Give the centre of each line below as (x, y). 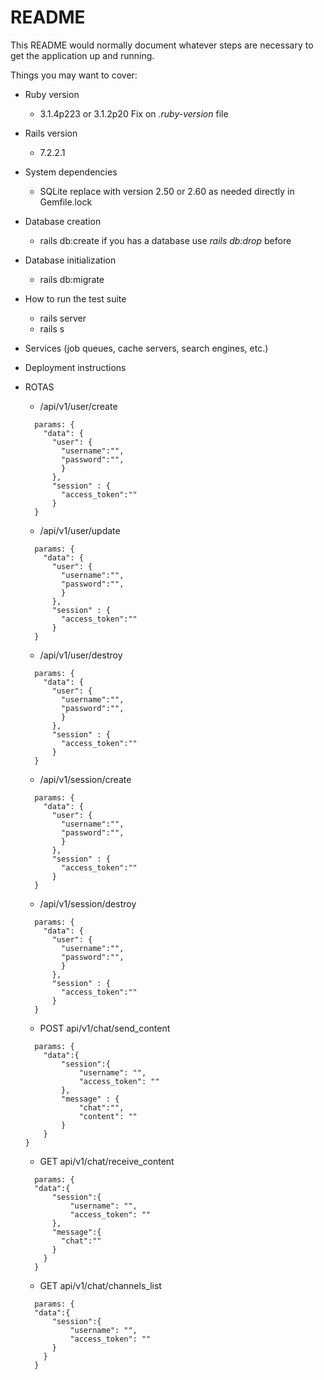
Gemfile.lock (66, 202)
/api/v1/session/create (85, 779)
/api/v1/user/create (78, 406)
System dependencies (71, 172)
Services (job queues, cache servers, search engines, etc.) (146, 348)
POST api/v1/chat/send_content (105, 1028)
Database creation (63, 221)
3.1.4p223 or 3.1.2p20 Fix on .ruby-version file (134, 113)
